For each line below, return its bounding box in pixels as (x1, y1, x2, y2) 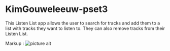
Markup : (5, 40, 24, 46)
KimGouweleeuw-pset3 (5, 3, 108, 15)
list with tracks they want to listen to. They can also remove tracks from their (5, 25, 165, 31)
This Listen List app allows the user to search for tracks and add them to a (5, 20, 160, 26)
